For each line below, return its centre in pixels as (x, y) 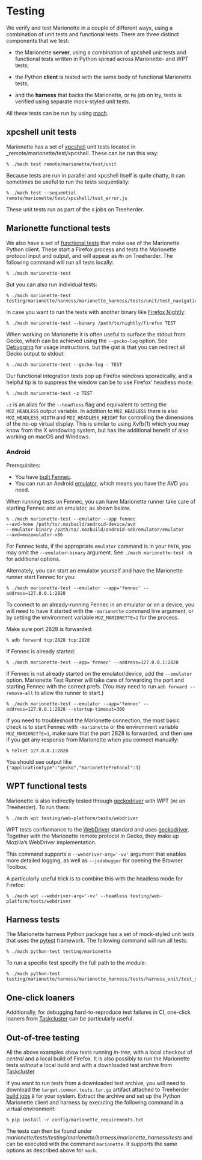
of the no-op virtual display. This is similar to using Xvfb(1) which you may (98, 423)
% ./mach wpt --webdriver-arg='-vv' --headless (67, 896)
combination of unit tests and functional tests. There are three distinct (93, 34)
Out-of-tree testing (43, 1038)
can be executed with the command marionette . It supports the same (92, 1144)
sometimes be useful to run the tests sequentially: (68, 182)
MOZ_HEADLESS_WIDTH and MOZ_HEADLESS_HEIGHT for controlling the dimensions (100, 417)
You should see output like (39, 761)
